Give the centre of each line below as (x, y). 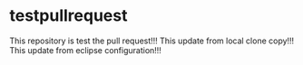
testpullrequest (68, 16)
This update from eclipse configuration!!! (85, 50)
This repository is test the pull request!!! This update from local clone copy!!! (152, 41)
